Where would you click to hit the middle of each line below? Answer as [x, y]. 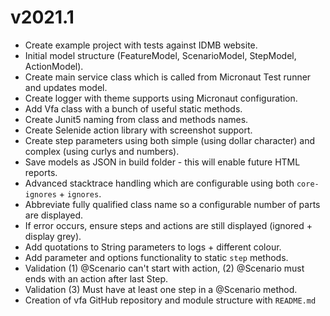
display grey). [53, 236]
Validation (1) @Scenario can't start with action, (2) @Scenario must [164, 268]
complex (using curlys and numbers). [102, 151]
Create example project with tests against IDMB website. [141, 45]
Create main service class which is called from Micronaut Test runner [168, 77]
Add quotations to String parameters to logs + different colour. [153, 247]
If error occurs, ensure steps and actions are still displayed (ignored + [168, 225]
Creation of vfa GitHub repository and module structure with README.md [170, 300]
